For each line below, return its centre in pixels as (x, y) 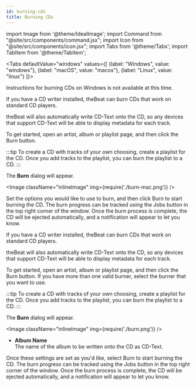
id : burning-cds (26, 11)
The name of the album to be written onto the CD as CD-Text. (89, 346)
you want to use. (26, 282)
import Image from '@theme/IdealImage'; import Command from (84, 33)
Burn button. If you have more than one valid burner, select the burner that (96, 276)
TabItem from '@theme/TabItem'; (46, 52)
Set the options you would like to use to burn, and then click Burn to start (94, 198)
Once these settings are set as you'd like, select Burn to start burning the (94, 358)
